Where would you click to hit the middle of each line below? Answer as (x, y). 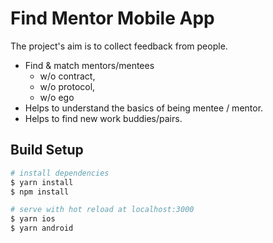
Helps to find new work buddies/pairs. (103, 118)
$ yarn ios (33, 219)
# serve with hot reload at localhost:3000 (102, 210)
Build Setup (47, 150)
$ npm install (40, 192)
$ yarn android (42, 228)
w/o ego (57, 97)
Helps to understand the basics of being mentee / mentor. (144, 108)
